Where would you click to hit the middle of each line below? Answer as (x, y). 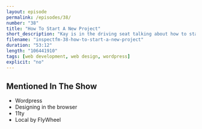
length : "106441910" (32, 51)
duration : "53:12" (29, 46)
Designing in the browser (46, 107)
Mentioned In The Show (52, 86)
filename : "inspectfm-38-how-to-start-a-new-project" (75, 40)
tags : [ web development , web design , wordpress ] (68, 56)
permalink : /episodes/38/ (38, 17)
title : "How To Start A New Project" (54, 28)
